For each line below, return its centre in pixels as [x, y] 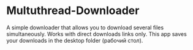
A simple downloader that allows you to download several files [85, 27]
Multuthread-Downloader [73, 11]
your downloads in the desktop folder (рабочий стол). [75, 40]
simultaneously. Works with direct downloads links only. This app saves [96, 34]
